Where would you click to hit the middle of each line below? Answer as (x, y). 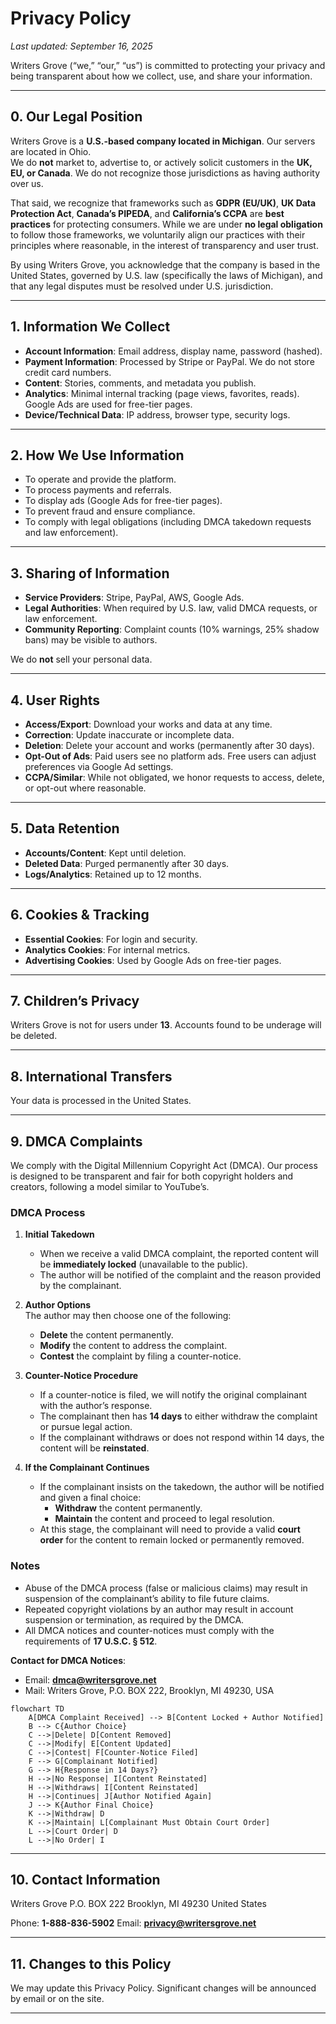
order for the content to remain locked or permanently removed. (172, 1540)
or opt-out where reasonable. (85, 788)
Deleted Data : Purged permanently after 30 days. (127, 863)
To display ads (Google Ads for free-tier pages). (123, 501)
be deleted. (34, 1036)
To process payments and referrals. (98, 490)
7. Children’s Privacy (75, 1001)
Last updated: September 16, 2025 (81, 46)
